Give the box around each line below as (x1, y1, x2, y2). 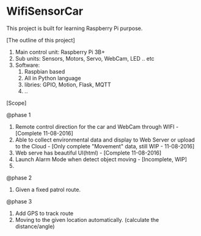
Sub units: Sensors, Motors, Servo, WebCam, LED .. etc (15, 55, 155, 62)
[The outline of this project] (6, 36, 75, 44)
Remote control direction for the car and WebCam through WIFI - (15, 123, 179, 130)
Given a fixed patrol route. (15, 186, 81, 193)
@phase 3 (6, 197, 32, 205)
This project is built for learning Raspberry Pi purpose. (6, 25, 143, 32)
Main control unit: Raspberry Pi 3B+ (15, 48, 106, 56)
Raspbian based (24, 67, 65, 75)
